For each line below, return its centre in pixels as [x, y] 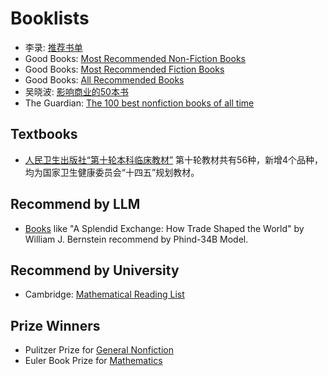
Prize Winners [55, 325]
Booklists [50, 18]
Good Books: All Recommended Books [104, 79]
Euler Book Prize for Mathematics [93, 361]
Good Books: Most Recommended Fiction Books [124, 69]
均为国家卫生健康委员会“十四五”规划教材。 [112, 172]
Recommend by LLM [75, 204]
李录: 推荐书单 [53, 47]
